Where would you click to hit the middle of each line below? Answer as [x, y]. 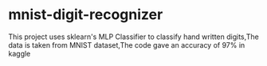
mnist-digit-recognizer [86, 15]
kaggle [20, 53]
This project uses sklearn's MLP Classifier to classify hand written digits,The [133, 37]
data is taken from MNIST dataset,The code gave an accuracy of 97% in [127, 45]
